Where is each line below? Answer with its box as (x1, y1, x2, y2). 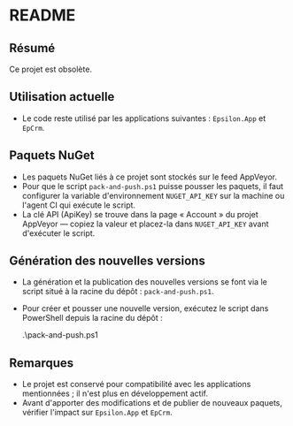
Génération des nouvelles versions (9, 254, 205, 269)
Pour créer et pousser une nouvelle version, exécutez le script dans (21, 303, 269, 314)
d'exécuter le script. (21, 227, 96, 239)
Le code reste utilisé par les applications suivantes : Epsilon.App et (21, 112, 266, 124)
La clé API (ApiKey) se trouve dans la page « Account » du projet (21, 209, 258, 219)
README (9, 5, 76, 26)
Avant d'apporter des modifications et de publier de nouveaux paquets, (21, 398, 283, 408)
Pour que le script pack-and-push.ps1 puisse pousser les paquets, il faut (21, 180, 284, 191)
